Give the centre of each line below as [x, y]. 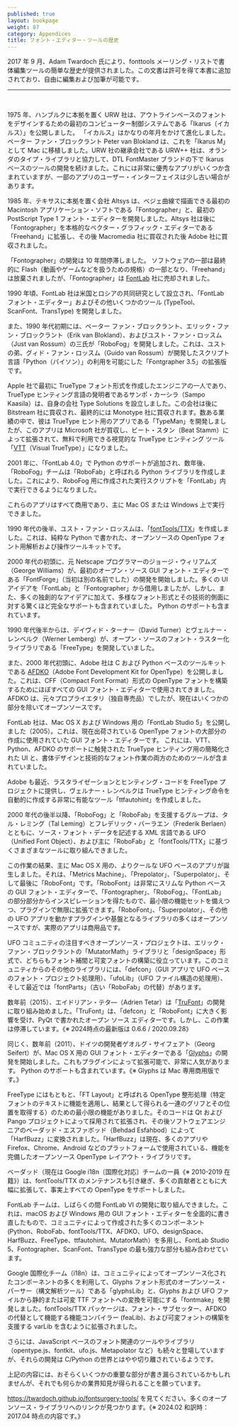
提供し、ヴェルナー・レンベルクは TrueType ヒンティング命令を [137, 791]
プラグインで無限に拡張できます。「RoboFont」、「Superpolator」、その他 [124, 910]
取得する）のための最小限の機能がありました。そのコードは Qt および [121, 1112]
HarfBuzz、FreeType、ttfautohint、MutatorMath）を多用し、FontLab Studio [118, 1240]
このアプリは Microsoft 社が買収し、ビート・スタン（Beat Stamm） [124, 430]
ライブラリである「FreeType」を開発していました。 [83, 648]
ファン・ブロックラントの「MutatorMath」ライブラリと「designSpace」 [114, 952]
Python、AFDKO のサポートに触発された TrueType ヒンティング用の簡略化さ [119, 749]
